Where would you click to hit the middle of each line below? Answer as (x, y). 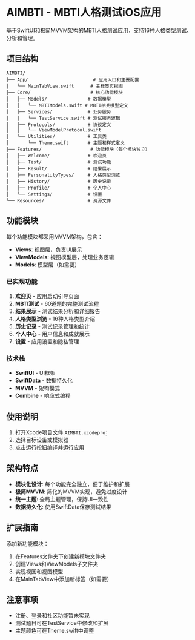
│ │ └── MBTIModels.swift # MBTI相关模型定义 (67, 105)
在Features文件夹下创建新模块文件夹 (61, 556)
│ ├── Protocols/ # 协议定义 (59, 125)
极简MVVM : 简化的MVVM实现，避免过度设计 (71, 492)
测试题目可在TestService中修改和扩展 (62, 623)
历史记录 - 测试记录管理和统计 (52, 326)
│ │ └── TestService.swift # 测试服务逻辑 (63, 118)
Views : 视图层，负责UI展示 (49, 249)
